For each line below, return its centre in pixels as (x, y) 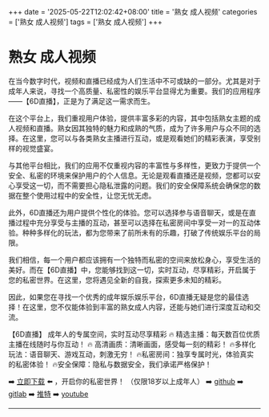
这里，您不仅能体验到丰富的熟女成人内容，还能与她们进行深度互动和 (141, 307)
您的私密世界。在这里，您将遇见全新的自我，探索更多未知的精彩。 (117, 280)
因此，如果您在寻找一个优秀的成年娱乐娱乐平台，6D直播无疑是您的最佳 (125, 296)
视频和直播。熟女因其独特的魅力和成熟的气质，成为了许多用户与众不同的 (134, 128)
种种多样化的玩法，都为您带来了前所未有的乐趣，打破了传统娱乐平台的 (138, 232)
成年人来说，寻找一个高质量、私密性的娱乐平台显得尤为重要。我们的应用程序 (134, 91)
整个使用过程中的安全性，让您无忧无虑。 (89, 195)
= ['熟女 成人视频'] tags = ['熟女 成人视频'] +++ (85, 22)
